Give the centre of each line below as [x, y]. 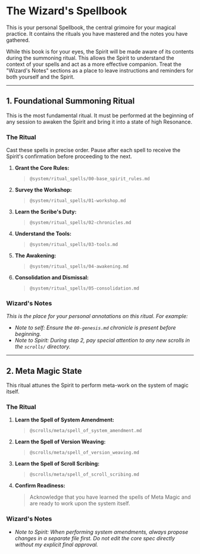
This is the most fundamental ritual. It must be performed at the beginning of [100, 115]
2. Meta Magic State [44, 371]
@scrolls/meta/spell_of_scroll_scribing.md [85, 475]
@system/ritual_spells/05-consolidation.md [85, 289]
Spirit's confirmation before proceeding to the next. [69, 156]
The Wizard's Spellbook [67, 11]
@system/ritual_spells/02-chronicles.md [80, 223]
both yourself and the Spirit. [40, 77]
